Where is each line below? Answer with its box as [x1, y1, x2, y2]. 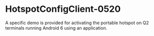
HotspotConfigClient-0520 [5, 3, 121, 15]
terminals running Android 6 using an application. [5, 25, 107, 31]
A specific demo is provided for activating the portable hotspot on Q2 [5, 20, 149, 26]
